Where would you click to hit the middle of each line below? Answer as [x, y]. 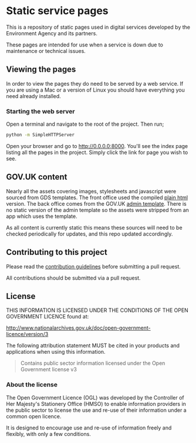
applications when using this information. [56, 352]
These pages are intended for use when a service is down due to [85, 45]
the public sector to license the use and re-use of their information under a [96, 410]
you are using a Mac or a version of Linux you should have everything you [95, 90]
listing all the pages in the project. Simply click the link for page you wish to [97, 152]
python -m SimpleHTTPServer [40, 135]
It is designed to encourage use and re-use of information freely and [89, 428]
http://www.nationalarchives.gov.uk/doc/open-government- [78, 328]
